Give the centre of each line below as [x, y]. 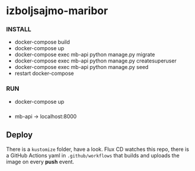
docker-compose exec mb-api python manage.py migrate [85, 55]
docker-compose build [42, 42]
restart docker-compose [44, 73]
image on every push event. [40, 162]
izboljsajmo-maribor [57, 11]
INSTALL [19, 29]
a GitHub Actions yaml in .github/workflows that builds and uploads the [93, 155]
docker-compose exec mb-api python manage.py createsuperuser [95, 61]
